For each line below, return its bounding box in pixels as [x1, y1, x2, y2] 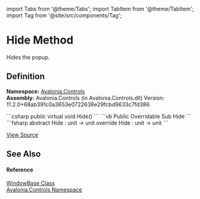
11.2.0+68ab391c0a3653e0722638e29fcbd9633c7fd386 [6, 101, 150, 108]
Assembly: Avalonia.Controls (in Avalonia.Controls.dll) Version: [6, 94, 165, 101]
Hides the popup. [6, 53, 50, 61]
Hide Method [6, 33, 73, 47]
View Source [6, 131, 39, 138]
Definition [6, 71, 45, 82]
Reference [6, 166, 34, 173]
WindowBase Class [6, 179, 55, 187]
